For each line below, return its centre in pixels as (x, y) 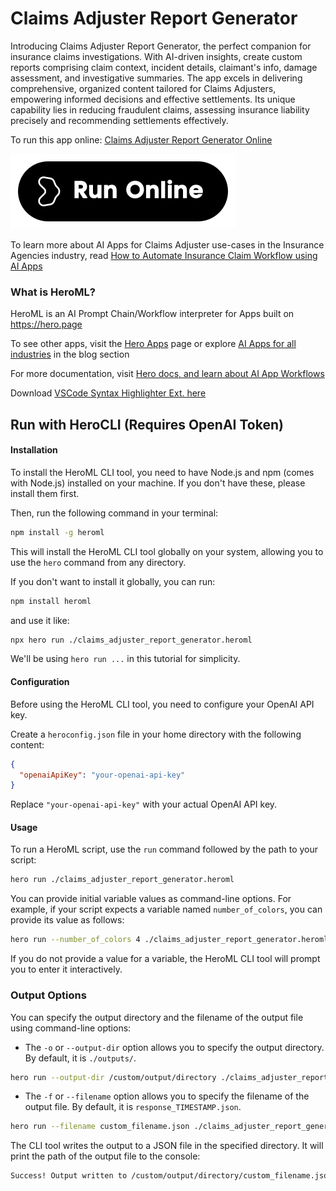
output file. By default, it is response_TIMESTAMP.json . (133, 1107)
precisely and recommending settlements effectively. (119, 120)
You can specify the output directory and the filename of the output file (157, 1017)
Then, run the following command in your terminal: (114, 513)
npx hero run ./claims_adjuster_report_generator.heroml (131, 640)
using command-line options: (71, 1028)
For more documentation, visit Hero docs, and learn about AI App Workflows (167, 374)
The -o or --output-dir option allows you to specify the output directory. (174, 1047)
